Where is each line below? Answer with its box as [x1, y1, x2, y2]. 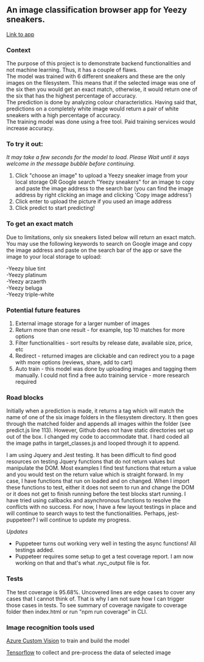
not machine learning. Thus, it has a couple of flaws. [6, 67, 138, 74]
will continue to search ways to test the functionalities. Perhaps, [6, 509, 167, 517]
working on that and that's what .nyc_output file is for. [15, 559, 150, 567]
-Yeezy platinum [6, 271, 47, 278]
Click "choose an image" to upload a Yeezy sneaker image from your [15, 172, 188, 179]
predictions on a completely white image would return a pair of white [6, 105, 179, 112]
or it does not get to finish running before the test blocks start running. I [6, 491, 186, 498]
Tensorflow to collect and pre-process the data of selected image [6, 649, 171, 656]
